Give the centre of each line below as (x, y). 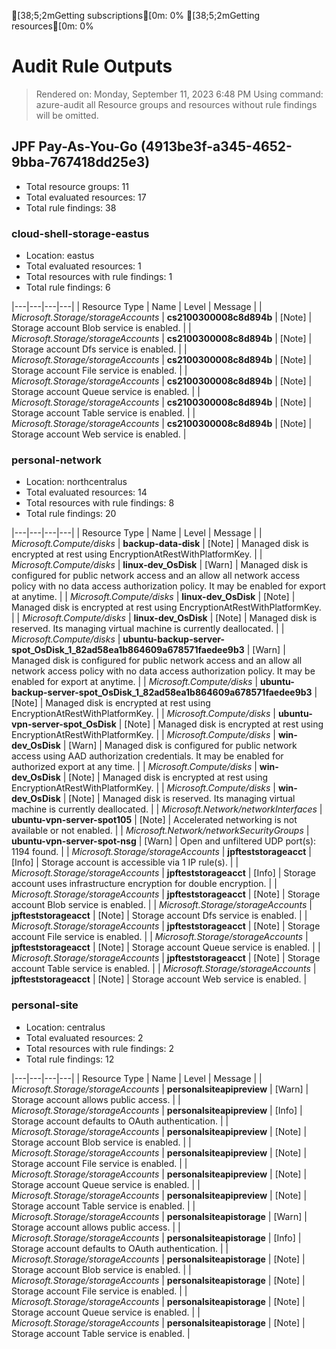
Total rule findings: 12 (70, 1059)
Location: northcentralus (76, 482)
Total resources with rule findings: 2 (100, 1048)
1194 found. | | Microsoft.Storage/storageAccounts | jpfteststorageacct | (161, 852)
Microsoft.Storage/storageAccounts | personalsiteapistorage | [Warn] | (159, 1216)
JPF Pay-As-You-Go (74, 146)
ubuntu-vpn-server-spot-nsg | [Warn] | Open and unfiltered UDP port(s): (164, 841)
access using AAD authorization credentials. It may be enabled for (147, 756)
